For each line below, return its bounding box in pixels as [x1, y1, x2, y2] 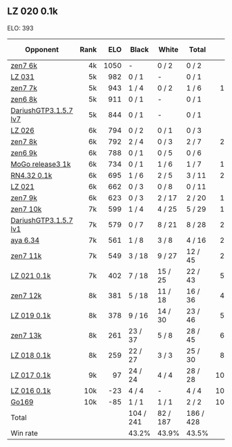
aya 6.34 [10, 235, 40, 245]
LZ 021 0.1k [10, 271, 51, 280]
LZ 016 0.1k [10, 385, 51, 395]
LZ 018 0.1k [10, 350, 51, 360]
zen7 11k [10, 250, 42, 260]
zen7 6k [10, 60, 38, 70]
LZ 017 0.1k [10, 370, 51, 380]
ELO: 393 [7, 24, 34, 32]
